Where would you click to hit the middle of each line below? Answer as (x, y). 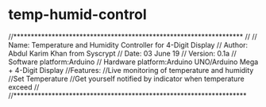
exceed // (24, 87)
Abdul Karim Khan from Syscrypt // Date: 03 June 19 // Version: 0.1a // (122, 53)
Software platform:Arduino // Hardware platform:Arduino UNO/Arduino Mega (133, 62)
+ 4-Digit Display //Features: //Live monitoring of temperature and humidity (131, 70)
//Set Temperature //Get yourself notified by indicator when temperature (126, 78)
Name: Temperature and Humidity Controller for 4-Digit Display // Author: (128, 44)
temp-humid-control (77, 15)
